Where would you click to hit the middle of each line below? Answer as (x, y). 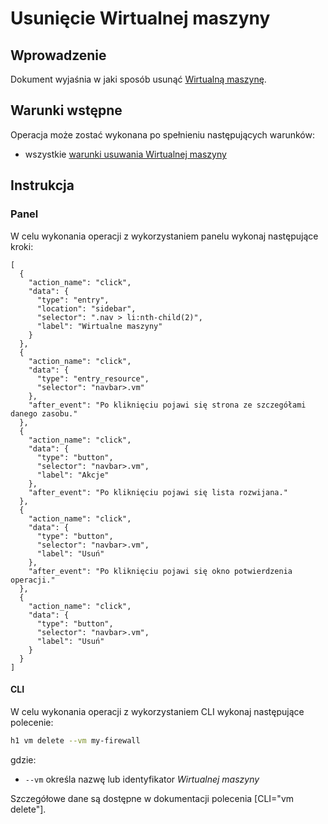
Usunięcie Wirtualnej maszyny (140, 18)
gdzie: (23, 759)
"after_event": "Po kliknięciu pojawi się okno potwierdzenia (160, 571)
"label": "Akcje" (73, 475)
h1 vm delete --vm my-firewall (75, 740)
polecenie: (32, 722)
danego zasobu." (44, 413)
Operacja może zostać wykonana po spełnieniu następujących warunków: (162, 134)
